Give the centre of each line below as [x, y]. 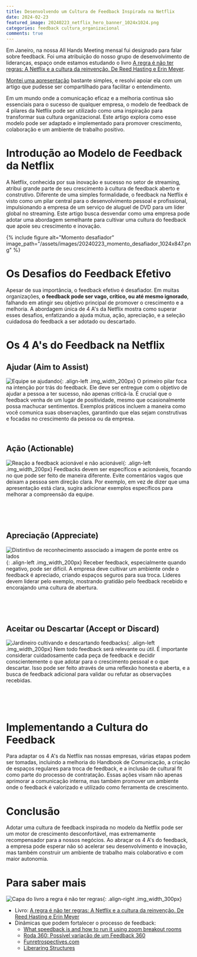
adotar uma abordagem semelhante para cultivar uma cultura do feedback [96, 220]
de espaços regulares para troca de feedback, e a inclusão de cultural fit [94, 769]
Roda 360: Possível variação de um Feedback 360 [84, 936]
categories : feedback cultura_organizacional [63, 28]
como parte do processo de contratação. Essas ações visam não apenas [94, 775]
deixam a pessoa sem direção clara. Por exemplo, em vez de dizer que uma [98, 482]
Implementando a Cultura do [77, 727]
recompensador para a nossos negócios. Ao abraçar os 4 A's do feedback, [97, 840]
